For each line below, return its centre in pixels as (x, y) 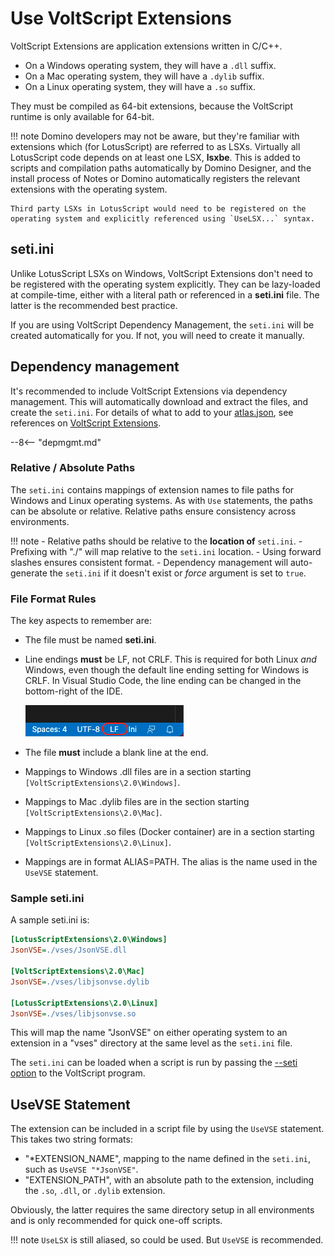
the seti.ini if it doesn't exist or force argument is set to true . (178, 573)
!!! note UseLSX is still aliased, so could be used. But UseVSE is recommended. (167, 1240)
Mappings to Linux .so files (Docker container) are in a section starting (169, 832)
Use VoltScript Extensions (121, 18)
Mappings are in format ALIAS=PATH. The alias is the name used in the (171, 862)
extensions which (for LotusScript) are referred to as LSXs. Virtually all (155, 146)
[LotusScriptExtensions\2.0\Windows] (89, 940)
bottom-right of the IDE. (73, 691)
